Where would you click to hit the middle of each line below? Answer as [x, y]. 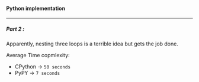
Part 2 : [15, 29]
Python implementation [36, 8]
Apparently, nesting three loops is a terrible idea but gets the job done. [92, 44]
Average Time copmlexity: [38, 55]
